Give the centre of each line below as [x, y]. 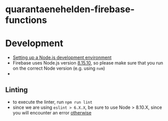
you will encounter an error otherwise [52, 112]
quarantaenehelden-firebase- [70, 9]
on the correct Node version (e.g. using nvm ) [59, 68]
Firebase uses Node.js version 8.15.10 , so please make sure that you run [88, 63]
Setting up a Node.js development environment [62, 57]
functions [26, 20]
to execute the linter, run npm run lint [52, 102]
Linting [17, 90]
